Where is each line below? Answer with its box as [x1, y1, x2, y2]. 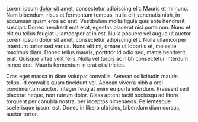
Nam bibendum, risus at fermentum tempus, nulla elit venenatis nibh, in [6, 11, 180, 18]
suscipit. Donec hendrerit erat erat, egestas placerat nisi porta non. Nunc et [6, 24, 191, 31]
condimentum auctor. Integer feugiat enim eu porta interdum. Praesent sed [6, 85, 189, 92]
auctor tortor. [6, 110, 39, 117]
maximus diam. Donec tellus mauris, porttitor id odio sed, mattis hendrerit [6, 49, 186, 55]
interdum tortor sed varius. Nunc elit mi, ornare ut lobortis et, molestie [6, 42, 177, 50]
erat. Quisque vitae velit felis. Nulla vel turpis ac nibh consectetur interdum [6, 55, 189, 62]
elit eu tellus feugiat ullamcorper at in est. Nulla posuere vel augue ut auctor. [6, 30, 193, 37]
